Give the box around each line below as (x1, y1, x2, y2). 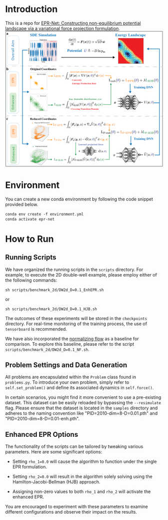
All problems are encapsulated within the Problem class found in (5, 374, 136, 380)
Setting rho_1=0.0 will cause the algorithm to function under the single (12, 458, 157, 464)
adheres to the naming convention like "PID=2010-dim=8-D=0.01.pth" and (5, 410, 158, 416)
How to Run (5, 233, 54, 244)
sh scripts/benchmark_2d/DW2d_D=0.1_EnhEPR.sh (5, 287, 104, 293)
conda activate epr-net (5, 216, 55, 221)
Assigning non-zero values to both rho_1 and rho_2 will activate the (12, 488, 151, 494)
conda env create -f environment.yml (5, 211, 84, 216)
